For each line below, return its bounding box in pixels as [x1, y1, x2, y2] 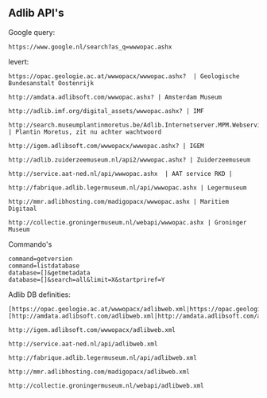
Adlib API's [8, 6, 64, 20]
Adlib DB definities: [8, 290, 72, 299]
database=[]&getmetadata [8, 268, 91, 277]
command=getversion [8, 255, 73, 263]
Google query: [8, 27, 56, 37]
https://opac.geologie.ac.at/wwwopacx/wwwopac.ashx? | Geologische [8, 72, 240, 80]
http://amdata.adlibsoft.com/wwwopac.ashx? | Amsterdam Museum [8, 93, 222, 101]
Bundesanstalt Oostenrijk [8, 79, 94, 87]
